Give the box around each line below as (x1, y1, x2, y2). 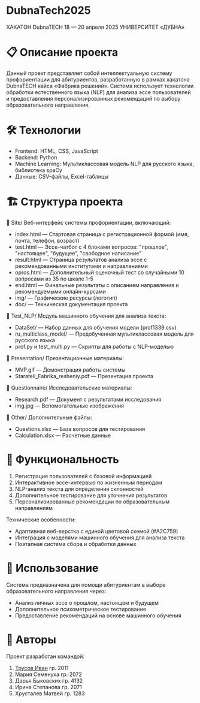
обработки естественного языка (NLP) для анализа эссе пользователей (6, 88, 191, 96)
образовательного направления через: (6, 587, 107, 595)
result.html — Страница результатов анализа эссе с (14, 256, 147, 263)
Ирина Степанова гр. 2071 (14, 683, 82, 690)
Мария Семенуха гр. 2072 (14, 671, 82, 678)
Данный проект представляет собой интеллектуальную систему (6, 70, 172, 77)
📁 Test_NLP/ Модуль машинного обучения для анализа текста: (6, 312, 166, 319)
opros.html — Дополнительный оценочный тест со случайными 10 (14, 268, 184, 276)
